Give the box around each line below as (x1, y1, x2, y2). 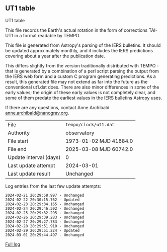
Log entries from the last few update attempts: (5, 183, 102, 189)
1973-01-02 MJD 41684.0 (65, 137, 133, 144)
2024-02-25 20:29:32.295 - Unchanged (5, 210, 85, 215)
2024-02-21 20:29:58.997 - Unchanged (5, 193, 85, 198)
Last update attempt (8, 162, 55, 169)
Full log (5, 241, 21, 247)
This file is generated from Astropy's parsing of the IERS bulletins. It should (5, 42, 161, 48)
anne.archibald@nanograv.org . (5, 110, 69, 116)
